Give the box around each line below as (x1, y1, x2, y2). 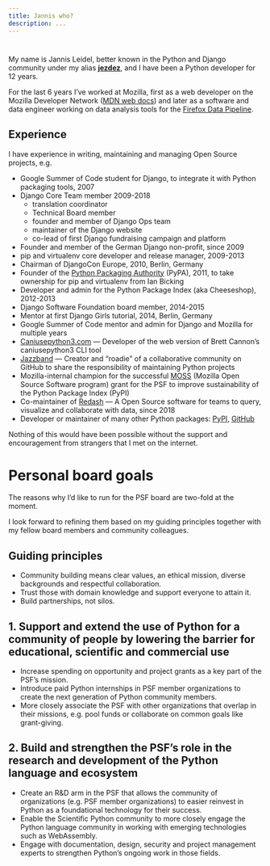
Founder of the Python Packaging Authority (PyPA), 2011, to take (19, 267, 235, 277)
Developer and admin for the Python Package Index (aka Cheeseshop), (19, 284, 256, 295)
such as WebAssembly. (19, 830, 98, 840)
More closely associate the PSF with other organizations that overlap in (19, 700, 256, 711)
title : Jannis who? (8, 11, 74, 20)
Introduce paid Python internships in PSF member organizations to (19, 683, 242, 693)
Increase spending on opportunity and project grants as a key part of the (19, 666, 262, 676)
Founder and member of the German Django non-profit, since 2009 (19, 242, 244, 251)
